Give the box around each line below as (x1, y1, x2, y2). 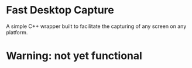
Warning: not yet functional (6, 49, 142, 63)
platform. (6, 28, 28, 35)
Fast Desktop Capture (6, 3, 114, 17)
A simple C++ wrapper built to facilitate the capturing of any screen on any (6, 23, 187, 30)
